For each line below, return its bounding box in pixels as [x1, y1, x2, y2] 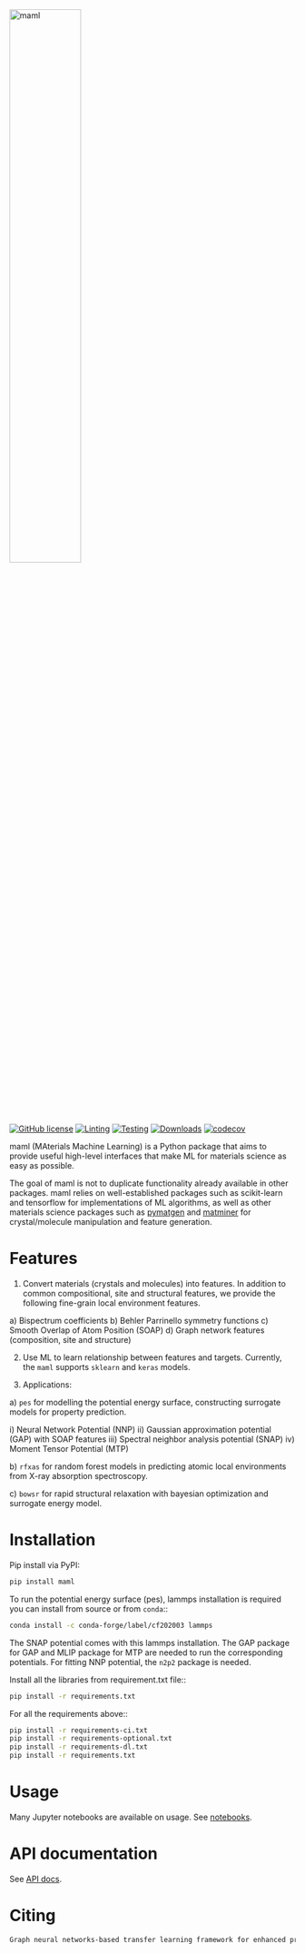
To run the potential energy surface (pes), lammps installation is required [9, 1593, 281, 1604]
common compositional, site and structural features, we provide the [22, 1287, 276, 1298]
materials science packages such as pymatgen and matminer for [9, 1207, 251, 1218]
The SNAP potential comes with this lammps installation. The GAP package [9, 1637, 290, 1648]
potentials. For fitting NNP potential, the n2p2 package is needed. [9, 1656, 251, 1667]
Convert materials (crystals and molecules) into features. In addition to [22, 1277, 286, 1288]
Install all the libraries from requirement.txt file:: [9, 1674, 186, 1685]
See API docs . [9, 1873, 62, 1884]
